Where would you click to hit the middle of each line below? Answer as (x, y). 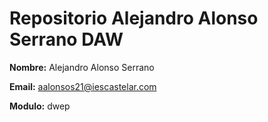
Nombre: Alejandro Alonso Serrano (82, 67)
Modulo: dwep (40, 106)
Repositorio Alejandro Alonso (134, 18)
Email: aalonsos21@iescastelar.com (83, 86)
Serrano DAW (66, 39)
